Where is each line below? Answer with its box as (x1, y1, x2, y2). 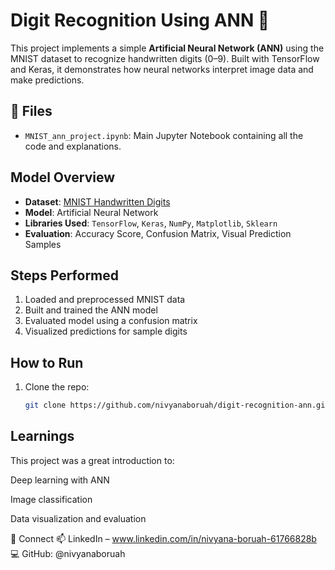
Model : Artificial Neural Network (24, 206, 159, 218)
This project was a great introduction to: (10, 454, 175, 466)
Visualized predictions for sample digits (24, 325, 188, 338)
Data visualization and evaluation (10, 512, 147, 524)
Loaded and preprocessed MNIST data (24, 294, 186, 306)
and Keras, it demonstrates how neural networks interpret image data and (10, 63, 314, 75)
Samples (24, 238, 62, 250)
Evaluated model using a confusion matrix (24, 315, 198, 327)
